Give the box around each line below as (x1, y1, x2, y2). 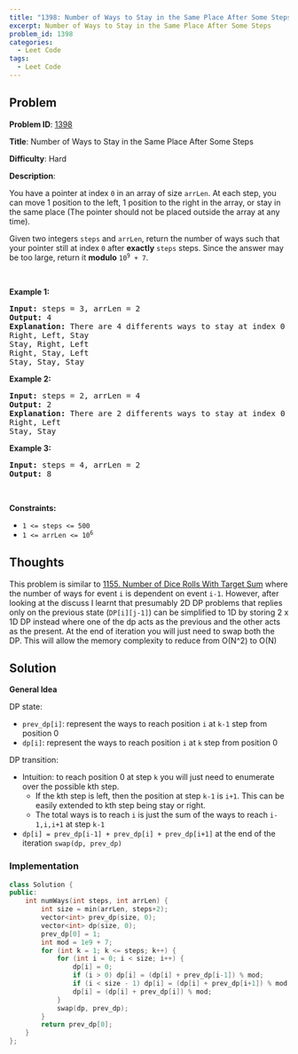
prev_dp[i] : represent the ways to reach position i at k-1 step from (21, 719, 268, 729)
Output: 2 (9, 399, 51, 409)
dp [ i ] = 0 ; (72, 963, 114, 971)
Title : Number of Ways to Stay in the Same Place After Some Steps (9, 136, 255, 146)
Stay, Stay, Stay (9, 357, 84, 366)
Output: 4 (9, 312, 51, 322)
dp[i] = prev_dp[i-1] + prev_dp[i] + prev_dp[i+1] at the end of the (21, 829, 277, 839)
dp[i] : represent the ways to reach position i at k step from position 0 (21, 737, 278, 748)
